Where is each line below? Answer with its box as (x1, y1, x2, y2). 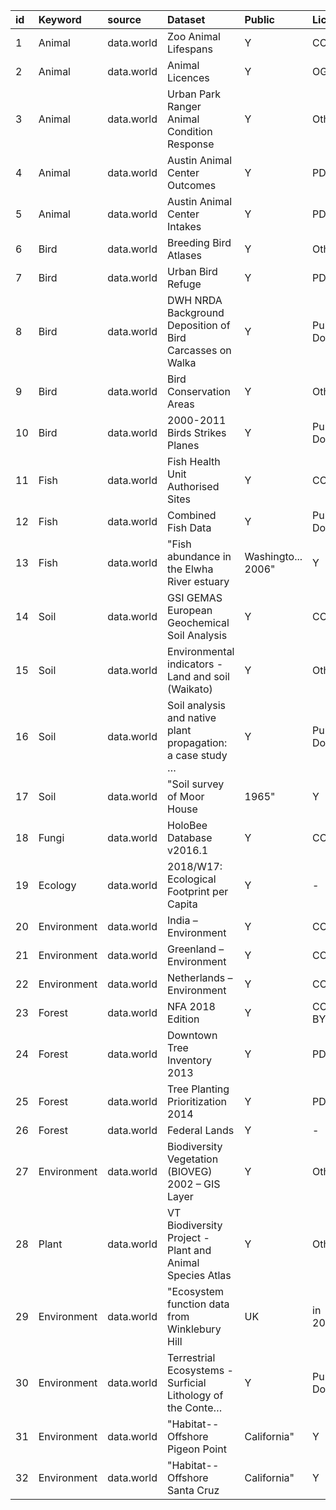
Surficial (167, 1376, 207, 1389)
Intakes (167, 220, 202, 233)
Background (167, 306, 225, 319)
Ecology (38, 879, 77, 892)
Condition (167, 125, 213, 138)
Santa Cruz (167, 1484, 220, 1497)
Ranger (167, 100, 202, 113)
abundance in (167, 550, 232, 563)
